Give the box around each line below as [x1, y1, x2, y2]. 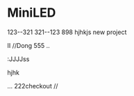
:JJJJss [7, 54, 30, 63]
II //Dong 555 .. [7, 41, 50, 49]
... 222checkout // [7, 81, 58, 90]
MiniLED [7, 5, 56, 21]
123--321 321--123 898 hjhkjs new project [7, 28, 127, 36]
